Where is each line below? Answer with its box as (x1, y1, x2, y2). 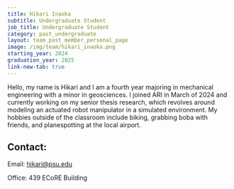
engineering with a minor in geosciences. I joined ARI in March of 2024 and (7, 90, 228, 99)
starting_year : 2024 (7, 50, 69, 58)
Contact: (7, 141, 48, 153)
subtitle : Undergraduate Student (7, 17, 106, 24)
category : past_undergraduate (7, 30, 97, 38)
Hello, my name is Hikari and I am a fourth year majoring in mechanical (7, 82, 214, 91)
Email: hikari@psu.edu (7, 160, 73, 168)
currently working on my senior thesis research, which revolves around (7, 97, 215, 107)
